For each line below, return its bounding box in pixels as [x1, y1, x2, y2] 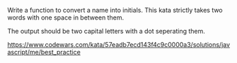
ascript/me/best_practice [7, 48, 81, 56]
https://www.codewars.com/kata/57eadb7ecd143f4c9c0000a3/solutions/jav [7, 41, 231, 48]
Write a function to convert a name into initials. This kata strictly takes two [7, 6, 223, 14]
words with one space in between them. [7, 13, 125, 22]
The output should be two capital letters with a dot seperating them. [7, 27, 205, 35]
